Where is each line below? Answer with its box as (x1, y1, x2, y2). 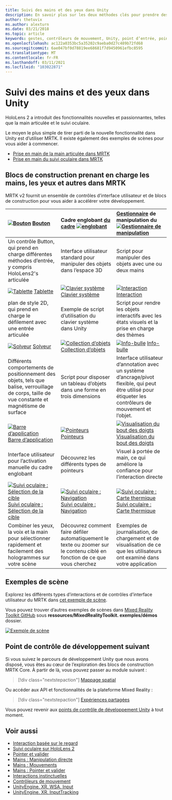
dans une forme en (60, 386, 106, 393)
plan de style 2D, (8, 299, 49, 306)
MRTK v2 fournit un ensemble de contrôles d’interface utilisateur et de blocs (5, 192, 166, 199)
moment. (5, 712, 24, 718)
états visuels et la (116, 318, 158, 326)
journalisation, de (116, 528, 158, 535)
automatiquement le (60, 534, 109, 542)
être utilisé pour (116, 386, 155, 393)
